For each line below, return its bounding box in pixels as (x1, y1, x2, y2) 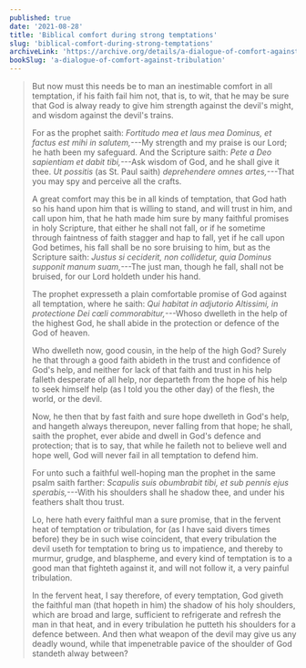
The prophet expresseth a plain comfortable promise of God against (31, 289, 287, 299)
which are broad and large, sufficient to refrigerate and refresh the (31, 610, 281, 620)
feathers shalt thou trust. (31, 497, 125, 507)
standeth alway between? (31, 648, 129, 659)
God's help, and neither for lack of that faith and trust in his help (31, 365, 272, 375)
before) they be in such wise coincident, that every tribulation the (31, 534, 278, 544)
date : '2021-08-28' (9, 22, 84, 31)
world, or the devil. (31, 394, 103, 404)
